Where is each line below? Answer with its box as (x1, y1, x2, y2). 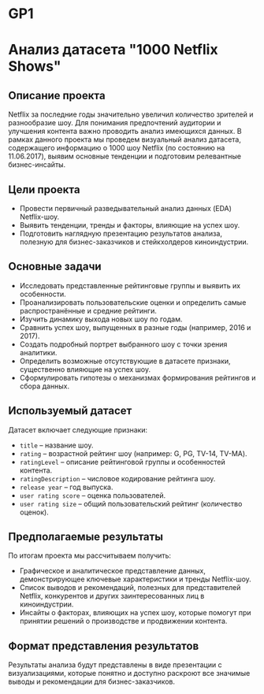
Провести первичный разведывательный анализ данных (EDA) (19, 204, 232, 213)
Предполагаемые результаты (8, 530, 164, 544)
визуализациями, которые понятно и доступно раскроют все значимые (8, 669, 251, 678)
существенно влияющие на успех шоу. (19, 364, 151, 374)
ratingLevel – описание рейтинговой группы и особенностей (19, 457, 226, 466)
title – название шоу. (19, 440, 94, 450)
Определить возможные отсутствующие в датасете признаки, (19, 356, 231, 366)
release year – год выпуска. (19, 482, 113, 492)
